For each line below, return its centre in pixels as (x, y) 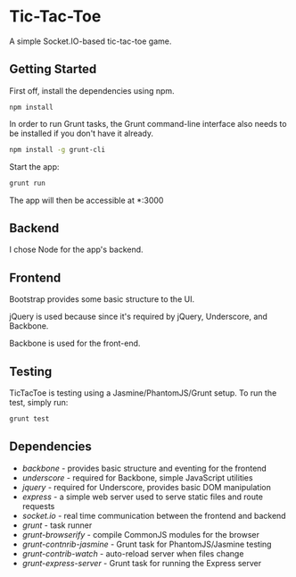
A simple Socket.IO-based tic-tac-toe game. (90, 41)
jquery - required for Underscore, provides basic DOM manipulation (147, 487)
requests (38, 506)
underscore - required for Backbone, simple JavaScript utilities (137, 477)
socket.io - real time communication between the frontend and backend (154, 515)
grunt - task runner (57, 525)
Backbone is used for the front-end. (75, 343)
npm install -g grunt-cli (57, 149)
